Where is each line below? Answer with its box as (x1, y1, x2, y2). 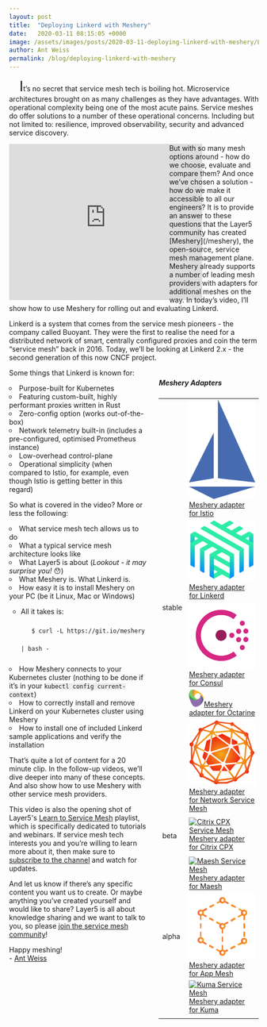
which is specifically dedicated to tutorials (9, 821, 147, 831)
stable (162, 602, 183, 612)
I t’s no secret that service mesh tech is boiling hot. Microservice (19, 78, 231, 95)
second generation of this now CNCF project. (9, 353, 157, 362)
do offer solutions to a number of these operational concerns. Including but (9, 111, 254, 121)
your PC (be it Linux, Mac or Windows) (9, 591, 135, 601)
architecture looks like (9, 549, 82, 559)
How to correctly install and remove (19, 698, 135, 708)
